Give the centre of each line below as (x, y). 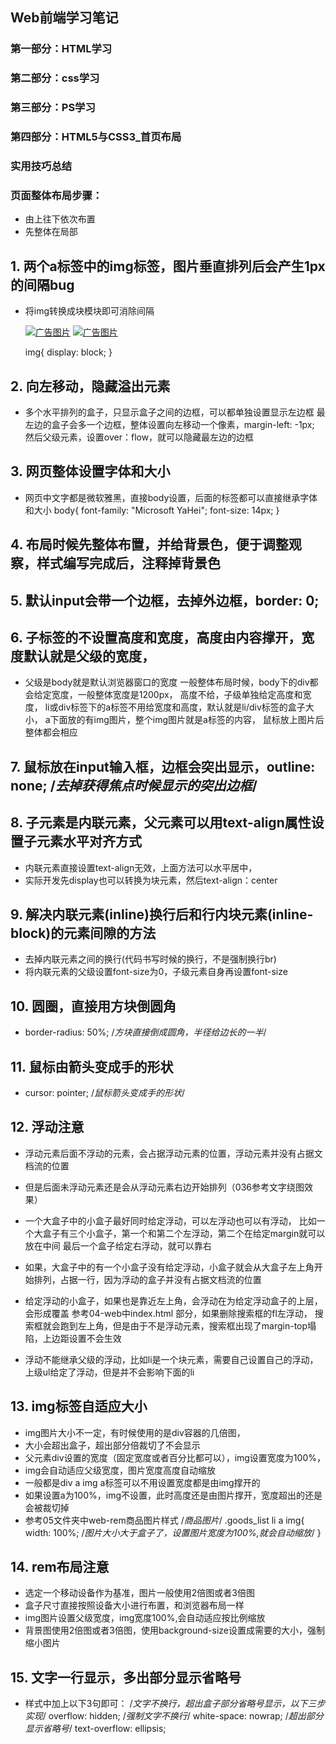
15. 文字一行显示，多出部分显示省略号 (126, 1677)
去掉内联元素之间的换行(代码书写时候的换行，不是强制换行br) (150, 959)
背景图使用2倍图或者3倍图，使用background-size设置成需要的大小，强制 (174, 1630)
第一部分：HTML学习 (61, 49)
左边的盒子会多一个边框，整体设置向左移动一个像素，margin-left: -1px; (169, 424)
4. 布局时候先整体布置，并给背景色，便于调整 (149, 544)
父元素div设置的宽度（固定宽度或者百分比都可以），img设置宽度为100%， (175, 1457)
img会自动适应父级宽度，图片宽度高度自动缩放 (120, 1470)
